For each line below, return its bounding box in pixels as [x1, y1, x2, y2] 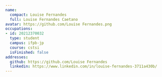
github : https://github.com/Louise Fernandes [10, 59, 108, 64]
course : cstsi [10, 45, 39, 50]
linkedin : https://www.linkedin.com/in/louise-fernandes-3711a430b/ [10, 64, 157, 69]
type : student [10, 36, 39, 41]
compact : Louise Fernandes [10, 12, 67, 17]
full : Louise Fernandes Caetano [10, 17, 78, 22]
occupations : [5, 26, 33, 31]
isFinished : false [10, 50, 49, 55]
